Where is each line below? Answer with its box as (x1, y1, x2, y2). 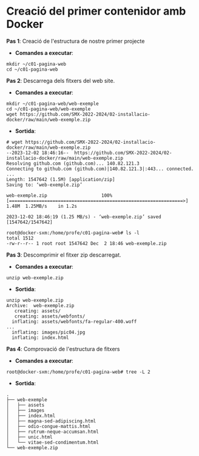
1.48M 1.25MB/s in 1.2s (6, 203, 78, 209)
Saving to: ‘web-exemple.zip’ (6, 182, 83, 188)
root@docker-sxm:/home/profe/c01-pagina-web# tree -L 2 (6, 369, 150, 375)
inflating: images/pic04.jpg (12, 329, 86, 335)
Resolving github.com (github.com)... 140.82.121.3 (6, 160, 140, 166)
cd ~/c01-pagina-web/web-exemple (6, 105, 91, 112)
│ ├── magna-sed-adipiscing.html (6, 418, 96, 424)
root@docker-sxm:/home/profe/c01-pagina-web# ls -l (6, 230, 140, 236)
